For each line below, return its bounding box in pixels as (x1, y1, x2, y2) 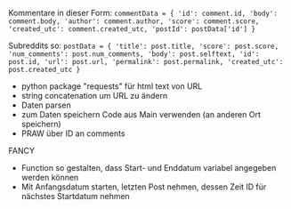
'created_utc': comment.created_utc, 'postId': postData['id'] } (8, 25, 255, 34)
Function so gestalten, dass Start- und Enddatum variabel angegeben (20, 163, 277, 173)
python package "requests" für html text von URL (20, 81, 203, 92)
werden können (20, 173, 79, 182)
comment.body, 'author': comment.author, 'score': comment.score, (8, 17, 260, 26)
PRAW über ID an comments (20, 128, 125, 139)
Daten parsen (20, 100, 72, 110)
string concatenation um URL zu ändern (20, 91, 168, 100)
